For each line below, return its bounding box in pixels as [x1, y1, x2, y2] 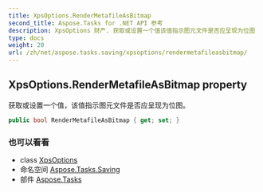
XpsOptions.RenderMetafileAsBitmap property [8, 78, 248, 92]
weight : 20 [8, 41, 45, 49]
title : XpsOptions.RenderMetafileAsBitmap [8, 11, 151, 20]
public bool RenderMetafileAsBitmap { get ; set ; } [8, 116, 180, 124]
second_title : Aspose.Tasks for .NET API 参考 [8, 19, 163, 27]
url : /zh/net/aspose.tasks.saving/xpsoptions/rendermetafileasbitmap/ [8, 49, 248, 57]
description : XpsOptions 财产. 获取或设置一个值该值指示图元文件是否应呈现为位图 [8, 26, 256, 34]
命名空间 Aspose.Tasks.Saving [19, 164, 120, 174]
